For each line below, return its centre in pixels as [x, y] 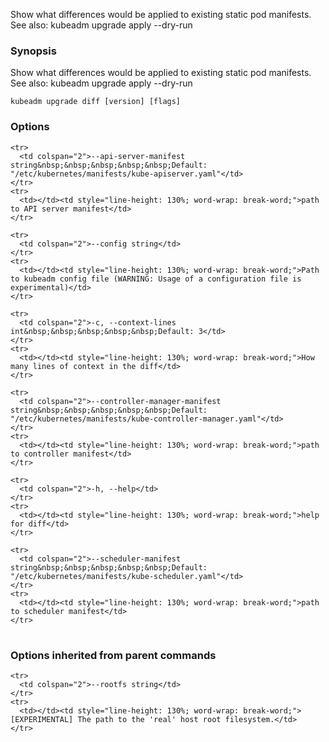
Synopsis [33, 51]
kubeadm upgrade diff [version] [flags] [96, 102]
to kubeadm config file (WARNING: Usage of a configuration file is [156, 279]
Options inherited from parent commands [113, 655]
